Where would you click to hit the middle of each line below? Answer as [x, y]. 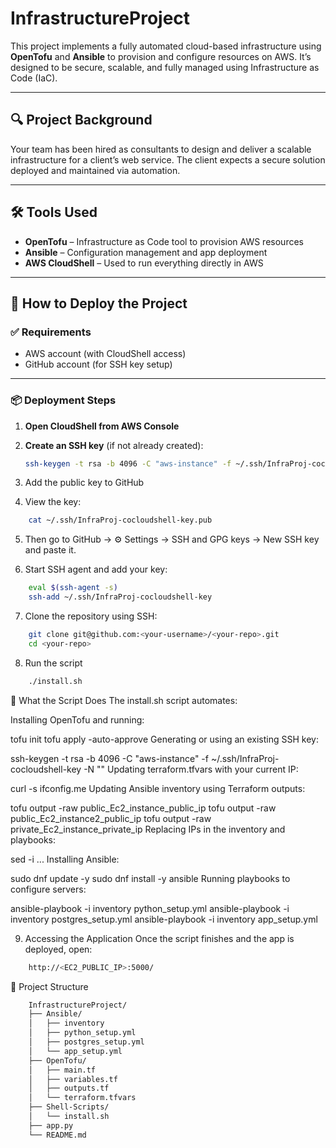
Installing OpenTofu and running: [77, 719]
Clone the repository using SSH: [91, 616]
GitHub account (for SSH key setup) [98, 364]
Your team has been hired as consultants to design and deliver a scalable [161, 149]
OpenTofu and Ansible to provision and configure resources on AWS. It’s [161, 56]
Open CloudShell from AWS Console [102, 426]
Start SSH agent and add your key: [96, 569]
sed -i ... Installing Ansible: [65, 859]
